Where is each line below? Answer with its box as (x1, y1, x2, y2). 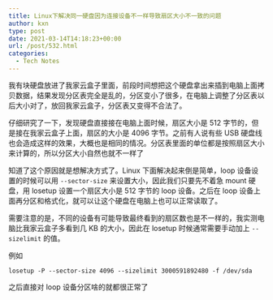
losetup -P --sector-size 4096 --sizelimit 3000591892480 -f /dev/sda (8, 267, 253, 275)
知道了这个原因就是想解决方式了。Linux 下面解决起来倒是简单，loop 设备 (8, 165, 252, 175)
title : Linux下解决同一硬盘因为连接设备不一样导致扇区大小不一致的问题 (8, 11, 222, 20)
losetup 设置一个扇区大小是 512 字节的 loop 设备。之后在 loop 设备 (31, 186, 254, 195)
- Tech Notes (15, 58, 60, 66)
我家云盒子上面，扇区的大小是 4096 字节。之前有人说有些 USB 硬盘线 (29, 127, 262, 138)
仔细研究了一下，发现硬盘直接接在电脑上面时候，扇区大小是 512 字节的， (8, 118, 252, 127)
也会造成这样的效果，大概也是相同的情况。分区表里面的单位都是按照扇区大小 (8, 138, 265, 148)
